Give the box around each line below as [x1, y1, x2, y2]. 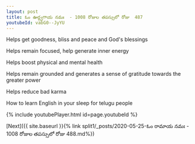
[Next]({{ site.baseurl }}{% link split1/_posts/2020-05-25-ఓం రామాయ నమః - [6, 123, 190, 130]
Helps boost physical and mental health [6, 59, 103, 66]
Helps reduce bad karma [6, 88, 67, 95]
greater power [6, 76, 41, 84]
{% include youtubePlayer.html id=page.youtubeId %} [6, 111, 138, 119]
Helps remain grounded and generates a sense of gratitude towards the [6, 71, 181, 78]
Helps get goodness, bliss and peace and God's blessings [6, 36, 148, 43]
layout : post [6, 8, 39, 15]
